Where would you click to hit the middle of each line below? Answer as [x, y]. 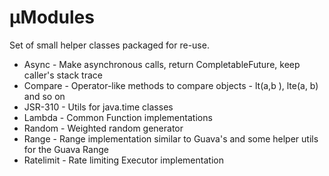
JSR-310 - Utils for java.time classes [98, 107]
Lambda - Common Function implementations [118, 117]
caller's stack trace [63, 75]
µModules [52, 17]
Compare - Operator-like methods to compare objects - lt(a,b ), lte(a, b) [171, 85]
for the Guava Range [66, 149]
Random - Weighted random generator [103, 128]
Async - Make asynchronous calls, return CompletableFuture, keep [162, 64]
